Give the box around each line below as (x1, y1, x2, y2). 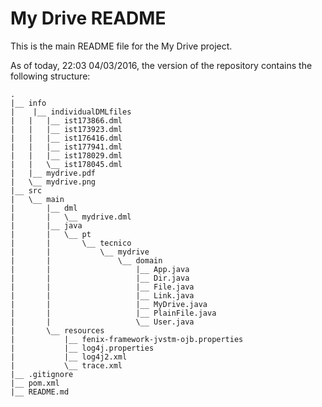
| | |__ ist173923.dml (10, 124, 123, 134)
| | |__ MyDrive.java (10, 299, 208, 309)
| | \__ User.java (10, 317, 195, 327)
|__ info (10, 98, 47, 108)
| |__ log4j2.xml (10, 352, 128, 362)
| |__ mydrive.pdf (10, 168, 97, 178)
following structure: (10, 70, 91, 82)
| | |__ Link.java (10, 290, 195, 301)
